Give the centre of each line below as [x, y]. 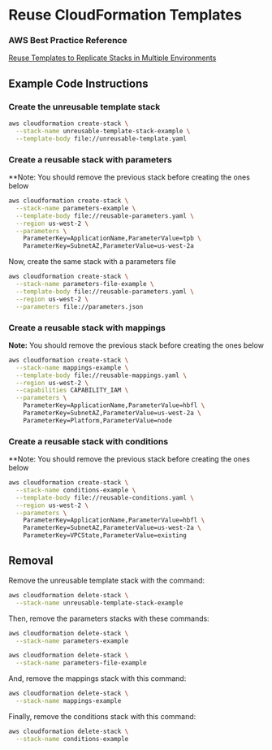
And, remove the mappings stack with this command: [97, 678]
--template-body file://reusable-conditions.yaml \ [105, 497]
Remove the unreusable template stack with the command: [107, 580]
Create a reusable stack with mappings [87, 327]
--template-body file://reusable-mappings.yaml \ [101, 375]
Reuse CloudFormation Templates [125, 15]
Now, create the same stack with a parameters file [92, 262]
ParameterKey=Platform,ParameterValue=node [98, 420]
